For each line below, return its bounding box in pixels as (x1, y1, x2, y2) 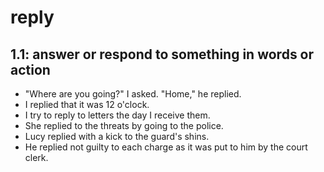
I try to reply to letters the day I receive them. (24, 109, 211, 121)
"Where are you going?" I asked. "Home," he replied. (24, 88, 242, 100)
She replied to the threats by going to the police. (24, 120, 224, 131)
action (10, 61, 51, 78)
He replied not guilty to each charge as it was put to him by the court (24, 141, 308, 153)
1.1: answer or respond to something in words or (10, 46, 315, 63)
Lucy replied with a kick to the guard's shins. (24, 131, 210, 142)
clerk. (24, 152, 49, 163)
